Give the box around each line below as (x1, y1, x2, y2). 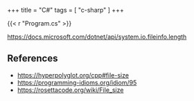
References (7, 53, 58, 64)
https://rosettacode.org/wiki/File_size (17, 86, 124, 94)
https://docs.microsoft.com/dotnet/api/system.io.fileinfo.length (7, 33, 187, 41)
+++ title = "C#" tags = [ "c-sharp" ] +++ (7, 6, 125, 14)
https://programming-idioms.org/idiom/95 (17, 78, 137, 86)
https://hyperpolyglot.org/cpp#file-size (17, 71, 130, 79)
